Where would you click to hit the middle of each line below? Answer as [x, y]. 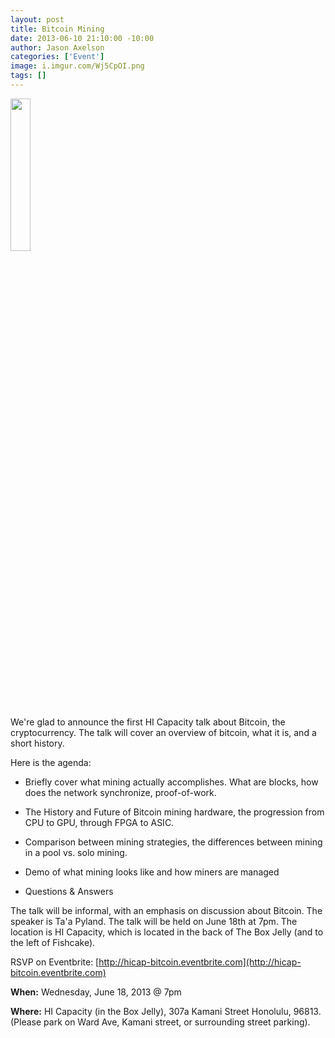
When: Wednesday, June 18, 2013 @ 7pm [96, 992]
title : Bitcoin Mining [57, 29]
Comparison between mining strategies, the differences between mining [173, 842]
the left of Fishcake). [53, 942]
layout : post [37, 19]
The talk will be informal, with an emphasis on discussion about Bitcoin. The [166, 910]
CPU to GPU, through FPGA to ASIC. [99, 822]
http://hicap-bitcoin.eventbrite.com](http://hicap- [200, 962]
